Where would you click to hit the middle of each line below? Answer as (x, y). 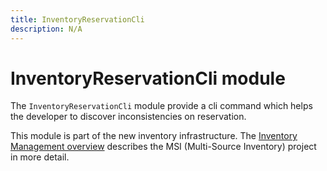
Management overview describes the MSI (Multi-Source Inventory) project (163, 147)
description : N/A (46, 29)
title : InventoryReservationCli (77, 19)
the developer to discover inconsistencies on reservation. (128, 117)
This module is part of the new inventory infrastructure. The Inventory (154, 136)
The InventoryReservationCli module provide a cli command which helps (161, 106)
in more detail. (40, 157)
